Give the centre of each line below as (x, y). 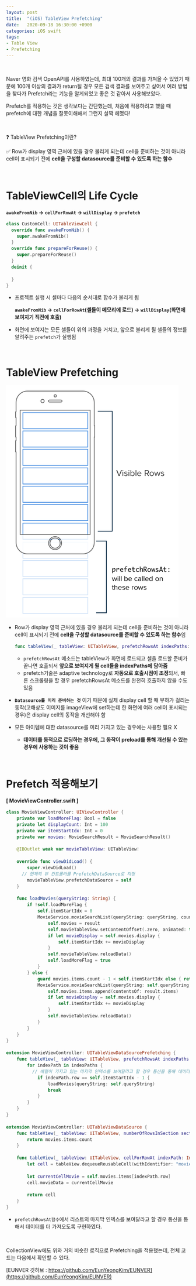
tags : (13, 37)
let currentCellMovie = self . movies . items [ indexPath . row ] (99, 1177)
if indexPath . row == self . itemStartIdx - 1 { (93, 1078)
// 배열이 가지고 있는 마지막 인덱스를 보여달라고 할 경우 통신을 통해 (104, 1071)
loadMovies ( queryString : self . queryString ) (101, 1084)
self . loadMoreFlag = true (79, 961)
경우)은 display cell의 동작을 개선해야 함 (60, 715)
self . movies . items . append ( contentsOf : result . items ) (113, 991)
